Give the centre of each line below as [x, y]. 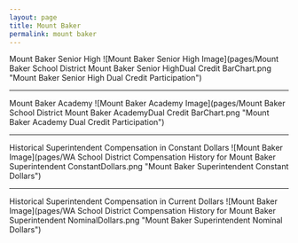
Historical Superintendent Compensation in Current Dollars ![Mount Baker [143, 201]
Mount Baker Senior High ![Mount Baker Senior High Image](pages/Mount [144, 59]
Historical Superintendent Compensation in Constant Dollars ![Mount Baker [146, 148]
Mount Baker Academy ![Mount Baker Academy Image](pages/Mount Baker [147, 104]
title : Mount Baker [45, 26]
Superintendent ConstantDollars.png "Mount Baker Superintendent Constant [149, 167]
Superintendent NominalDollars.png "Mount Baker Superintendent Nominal [146, 220]
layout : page [33, 17]
